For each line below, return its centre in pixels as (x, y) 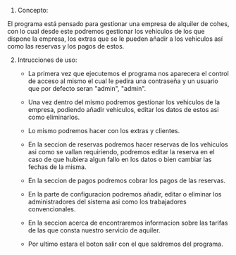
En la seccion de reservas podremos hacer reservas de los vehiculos (128, 144)
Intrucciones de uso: (47, 60)
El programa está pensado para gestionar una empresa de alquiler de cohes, (118, 24)
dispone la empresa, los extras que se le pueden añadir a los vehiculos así (115, 39)
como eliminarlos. (54, 117)
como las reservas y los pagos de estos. (66, 46)
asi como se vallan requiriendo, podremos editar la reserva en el (121, 152)
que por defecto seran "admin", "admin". (87, 88)
